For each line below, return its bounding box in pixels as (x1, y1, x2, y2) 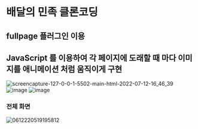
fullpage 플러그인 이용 (6, 31, 86, 41)
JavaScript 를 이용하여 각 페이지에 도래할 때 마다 (6, 53, 176, 63)
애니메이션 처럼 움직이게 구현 (22, 64, 123, 74)
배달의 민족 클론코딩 (6, 5, 99, 19)
